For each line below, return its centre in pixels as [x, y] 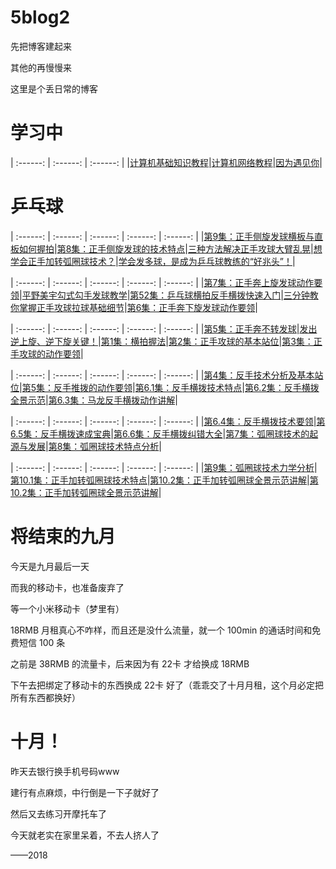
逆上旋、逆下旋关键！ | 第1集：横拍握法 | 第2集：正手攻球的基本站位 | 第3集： [162, 341]
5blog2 [40, 17]
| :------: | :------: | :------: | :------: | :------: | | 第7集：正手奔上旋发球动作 [162, 282]
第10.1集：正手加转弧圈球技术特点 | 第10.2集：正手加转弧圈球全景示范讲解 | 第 [164, 480]
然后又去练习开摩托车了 [58, 813]
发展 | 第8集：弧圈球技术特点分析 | [94, 446]
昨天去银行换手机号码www [65, 771]
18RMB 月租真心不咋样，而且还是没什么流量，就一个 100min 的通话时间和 [161, 630]
